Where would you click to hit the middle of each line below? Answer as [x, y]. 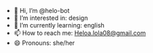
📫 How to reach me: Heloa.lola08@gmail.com [80, 33]
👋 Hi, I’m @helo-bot [42, 11]
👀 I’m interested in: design [51, 18]
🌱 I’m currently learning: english [59, 25]
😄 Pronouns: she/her [44, 43]
